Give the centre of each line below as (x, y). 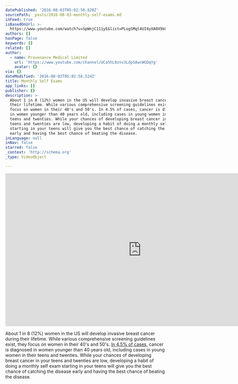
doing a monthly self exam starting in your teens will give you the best (79, 366)
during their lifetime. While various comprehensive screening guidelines (80, 339)
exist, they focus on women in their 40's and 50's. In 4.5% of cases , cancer (84, 344)
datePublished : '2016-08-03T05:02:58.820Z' (52, 10)
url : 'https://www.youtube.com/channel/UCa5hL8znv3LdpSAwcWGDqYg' (86, 62)
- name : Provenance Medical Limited (49, 57)
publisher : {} (20, 91)
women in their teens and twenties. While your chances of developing (78, 355)
